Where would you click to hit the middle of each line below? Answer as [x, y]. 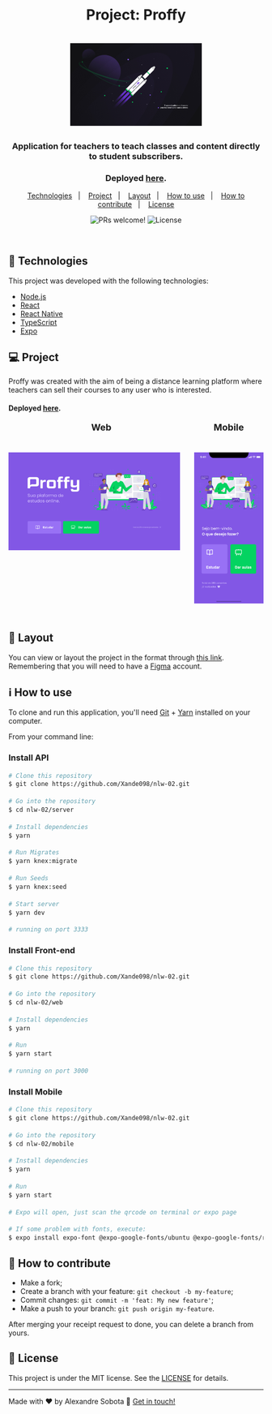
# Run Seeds [28, 879]
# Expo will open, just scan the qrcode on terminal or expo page [123, 1212]
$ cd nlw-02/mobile [41, 1144]
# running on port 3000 [49, 1071]
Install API [29, 758]
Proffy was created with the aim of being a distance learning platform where [135, 381]
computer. [25, 721]
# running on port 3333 [49, 930]
